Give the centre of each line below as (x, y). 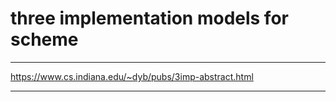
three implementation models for (149, 18)
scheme (44, 39)
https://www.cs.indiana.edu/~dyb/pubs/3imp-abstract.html (132, 76)
